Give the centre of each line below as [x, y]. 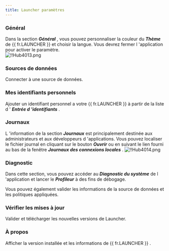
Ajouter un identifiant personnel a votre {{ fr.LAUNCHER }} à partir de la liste [85, 104]
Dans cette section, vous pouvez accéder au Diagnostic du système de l [82, 174]
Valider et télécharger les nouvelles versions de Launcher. [66, 219]
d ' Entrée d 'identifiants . [32, 109]
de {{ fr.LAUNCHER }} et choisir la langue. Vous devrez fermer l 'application [84, 44]
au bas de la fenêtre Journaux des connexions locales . [64, 149]
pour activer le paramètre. [32, 49]
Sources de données [31, 68]
